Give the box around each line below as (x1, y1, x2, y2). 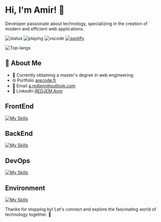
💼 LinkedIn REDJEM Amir (12, 88, 63, 94)
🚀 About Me (5, 59, 42, 68)
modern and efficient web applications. (5, 25, 84, 31)
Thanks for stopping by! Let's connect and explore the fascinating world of (5, 206, 156, 212)
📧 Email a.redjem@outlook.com (12, 83, 76, 89)
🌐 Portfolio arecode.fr (12, 77, 56, 83)
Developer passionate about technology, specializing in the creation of (5, 21, 148, 26)
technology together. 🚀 (5, 212, 52, 217)
